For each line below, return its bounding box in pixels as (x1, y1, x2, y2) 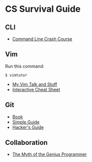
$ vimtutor (5, 73, 28, 78)
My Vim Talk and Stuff (12, 81, 58, 87)
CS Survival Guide (5, 3, 81, 15)
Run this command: (5, 63, 44, 69)
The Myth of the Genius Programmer (12, 151, 87, 158)
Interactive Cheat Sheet (12, 86, 61, 92)
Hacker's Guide (12, 124, 44, 130)
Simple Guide (12, 119, 40, 125)
